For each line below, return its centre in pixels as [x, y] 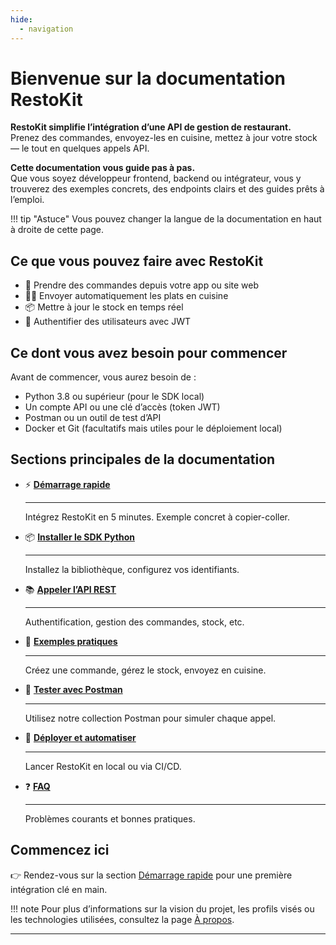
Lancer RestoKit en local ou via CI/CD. [103, 766]
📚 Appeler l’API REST [70, 589]
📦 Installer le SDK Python [79, 537]
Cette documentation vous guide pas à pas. [103, 168]
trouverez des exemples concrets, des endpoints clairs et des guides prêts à [167, 189]
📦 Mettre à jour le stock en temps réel [104, 307]
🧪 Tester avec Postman [73, 689]
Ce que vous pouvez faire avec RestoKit [137, 261]
